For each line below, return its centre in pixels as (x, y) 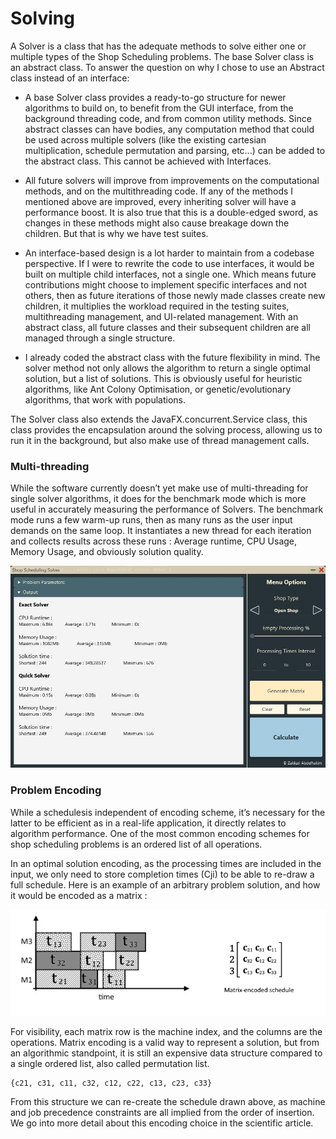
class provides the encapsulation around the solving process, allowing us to (166, 429)
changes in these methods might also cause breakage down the (157, 223)
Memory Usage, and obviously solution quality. (107, 552)
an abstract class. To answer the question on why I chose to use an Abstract (167, 67)
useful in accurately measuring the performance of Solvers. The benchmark (167, 509)
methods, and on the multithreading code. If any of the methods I (159, 191)
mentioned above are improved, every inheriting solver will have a (160, 201)
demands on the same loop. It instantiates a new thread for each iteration (161, 531)
